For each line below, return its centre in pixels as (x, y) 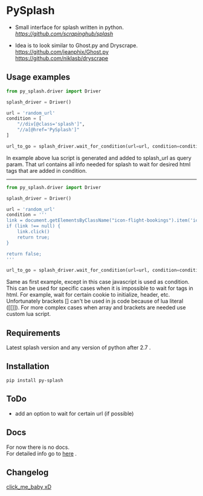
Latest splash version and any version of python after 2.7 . (79, 347)
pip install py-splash (35, 380)
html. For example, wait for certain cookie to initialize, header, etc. (88, 295)
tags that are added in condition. (47, 170)
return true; (34, 237)
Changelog (27, 472)
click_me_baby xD (29, 487)
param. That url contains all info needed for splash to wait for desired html (98, 164)
